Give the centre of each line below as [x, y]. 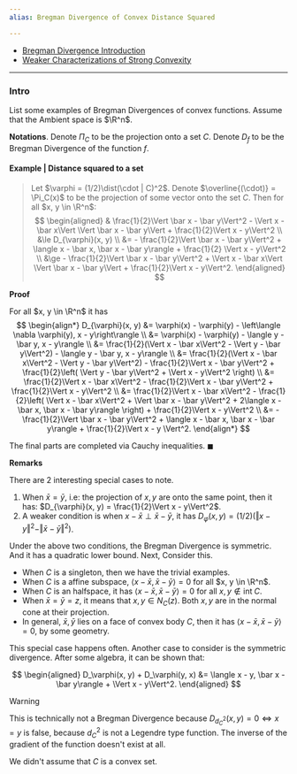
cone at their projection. [65, 612]
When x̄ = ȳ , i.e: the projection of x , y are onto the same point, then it [147, 497]
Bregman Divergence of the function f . [79, 148]
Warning [24, 701]
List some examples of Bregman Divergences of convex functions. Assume [146, 110]
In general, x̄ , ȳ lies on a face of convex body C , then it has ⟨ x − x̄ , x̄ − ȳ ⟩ [152, 622]
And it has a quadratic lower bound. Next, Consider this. [111, 556]
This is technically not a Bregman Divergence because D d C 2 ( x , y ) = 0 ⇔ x [144, 720]
